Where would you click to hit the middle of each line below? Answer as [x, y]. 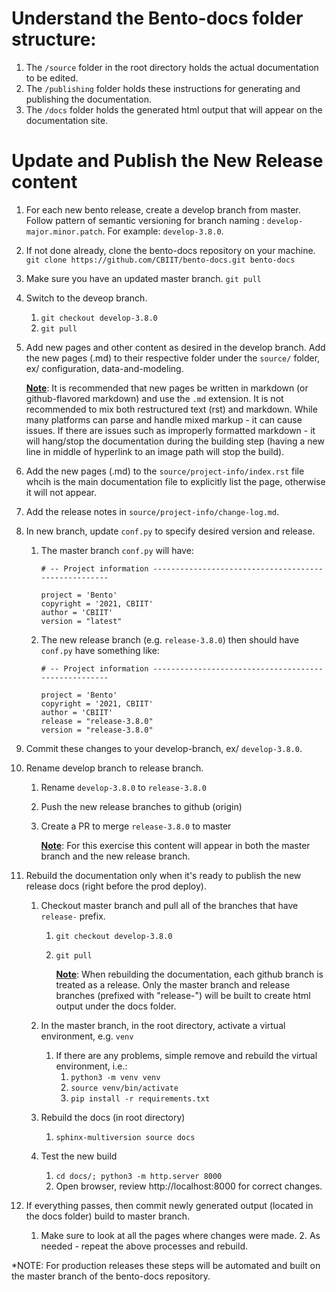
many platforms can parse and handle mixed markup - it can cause [164, 419]
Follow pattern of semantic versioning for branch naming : [145, 220]
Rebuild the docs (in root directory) [113, 1117]
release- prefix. [73, 916]
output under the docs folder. [116, 1006]
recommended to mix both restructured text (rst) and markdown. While [171, 409]
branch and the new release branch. [115, 856]
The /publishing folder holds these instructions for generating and [163, 88]
